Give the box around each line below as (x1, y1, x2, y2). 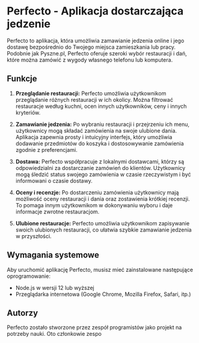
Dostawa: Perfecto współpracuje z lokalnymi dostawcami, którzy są (15, 158, 185, 165)
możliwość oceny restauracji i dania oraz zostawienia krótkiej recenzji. (15, 195, 190, 203)
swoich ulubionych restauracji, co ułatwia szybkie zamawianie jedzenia (15, 226, 192, 233)
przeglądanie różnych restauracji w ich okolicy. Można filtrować (15, 96, 174, 103)
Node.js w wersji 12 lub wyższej (15, 284, 95, 291)
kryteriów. (15, 109, 41, 116)
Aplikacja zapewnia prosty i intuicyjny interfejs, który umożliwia (15, 133, 173, 140)
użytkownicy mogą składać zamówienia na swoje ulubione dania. (15, 127, 177, 134)
